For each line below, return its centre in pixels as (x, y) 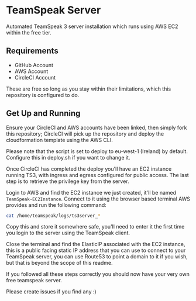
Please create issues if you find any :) (51, 292)
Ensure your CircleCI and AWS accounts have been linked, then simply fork (97, 127)
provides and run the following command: (56, 205)
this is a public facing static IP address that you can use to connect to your (96, 250)
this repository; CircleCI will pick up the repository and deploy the (85, 134)
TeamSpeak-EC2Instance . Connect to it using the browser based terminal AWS (98, 199)
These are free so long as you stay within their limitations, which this (89, 89)
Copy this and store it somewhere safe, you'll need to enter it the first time (95, 227)
